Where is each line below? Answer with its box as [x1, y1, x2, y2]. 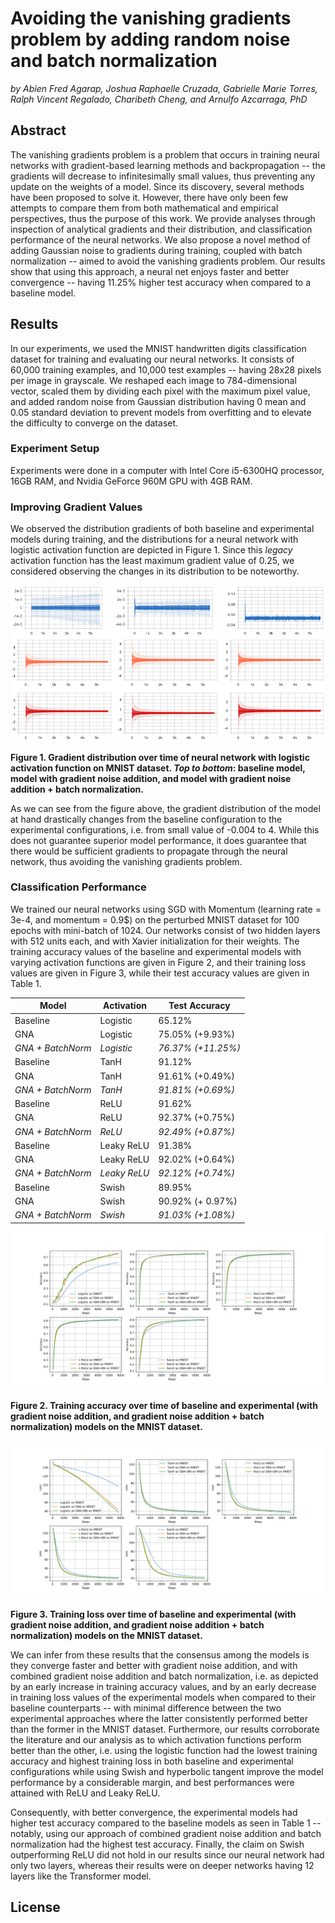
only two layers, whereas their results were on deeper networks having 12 [10, 1859, 315, 1871]
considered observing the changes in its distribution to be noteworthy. [10, 565, 300, 577]
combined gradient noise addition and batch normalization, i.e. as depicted [10, 1670, 319, 1682]
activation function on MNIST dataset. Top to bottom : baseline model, [10, 762, 306, 774]
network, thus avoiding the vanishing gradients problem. [10, 855, 243, 867]
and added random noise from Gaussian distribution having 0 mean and [10, 395, 307, 407]
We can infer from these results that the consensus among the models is [10, 1648, 310, 1661]
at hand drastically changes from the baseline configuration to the [10, 813, 283, 825]
